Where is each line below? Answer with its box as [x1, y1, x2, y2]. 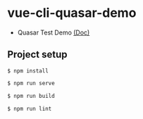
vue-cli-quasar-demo [7, 5, 137, 21]
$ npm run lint [7, 105, 52, 112]
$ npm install [7, 67, 49, 75]
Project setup [7, 49, 68, 61]
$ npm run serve [7, 80, 55, 87]
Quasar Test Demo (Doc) [17, 28, 90, 37]
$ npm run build [7, 92, 55, 99]
